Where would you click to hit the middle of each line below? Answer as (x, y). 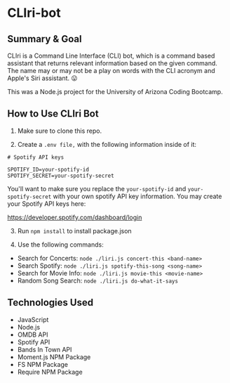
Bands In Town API (45, 349)
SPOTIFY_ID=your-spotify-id (48, 169)
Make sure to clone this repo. (60, 131)
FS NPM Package (43, 364)
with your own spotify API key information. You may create (137, 196)
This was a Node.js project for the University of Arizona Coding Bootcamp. (115, 92)
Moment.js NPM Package (54, 357)
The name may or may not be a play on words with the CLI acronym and (111, 71)
